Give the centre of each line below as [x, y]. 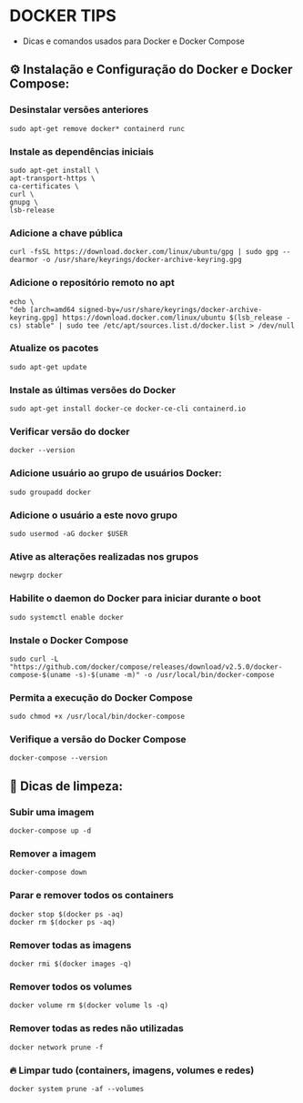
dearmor [24, 260]
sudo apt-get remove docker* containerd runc [97, 128]
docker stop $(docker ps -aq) [67, 914]
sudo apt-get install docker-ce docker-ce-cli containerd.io [128, 409]
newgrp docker [36, 576]
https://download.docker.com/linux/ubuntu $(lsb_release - [177, 318]
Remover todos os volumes [71, 987]
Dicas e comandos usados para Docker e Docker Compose [134, 41]
